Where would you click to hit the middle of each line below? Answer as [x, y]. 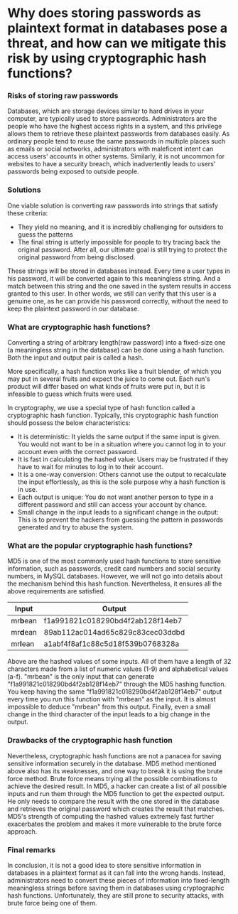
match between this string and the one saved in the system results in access [119, 286]
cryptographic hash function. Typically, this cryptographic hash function [113, 415]
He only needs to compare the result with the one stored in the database [113, 801]
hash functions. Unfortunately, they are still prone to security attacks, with [115, 895]
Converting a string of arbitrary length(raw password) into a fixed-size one [117, 343]
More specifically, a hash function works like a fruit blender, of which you [114, 372]
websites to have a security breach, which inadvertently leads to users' [112, 164]
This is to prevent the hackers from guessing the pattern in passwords [120, 520]
